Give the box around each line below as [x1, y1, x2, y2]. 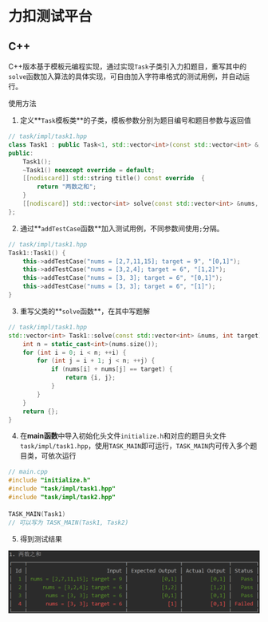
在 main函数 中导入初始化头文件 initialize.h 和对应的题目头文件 [19, 431, 227, 441]
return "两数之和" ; [37, 183, 97, 191]
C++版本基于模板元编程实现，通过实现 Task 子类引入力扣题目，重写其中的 [8, 61, 247, 71]
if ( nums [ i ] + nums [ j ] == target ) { [50, 365, 173, 373]
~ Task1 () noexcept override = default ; [22, 166, 156, 174]
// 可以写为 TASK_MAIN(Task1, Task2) [8, 518, 129, 526]
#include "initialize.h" [8, 476, 91, 485]
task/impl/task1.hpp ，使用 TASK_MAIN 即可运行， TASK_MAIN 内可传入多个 [19, 441, 250, 451]
